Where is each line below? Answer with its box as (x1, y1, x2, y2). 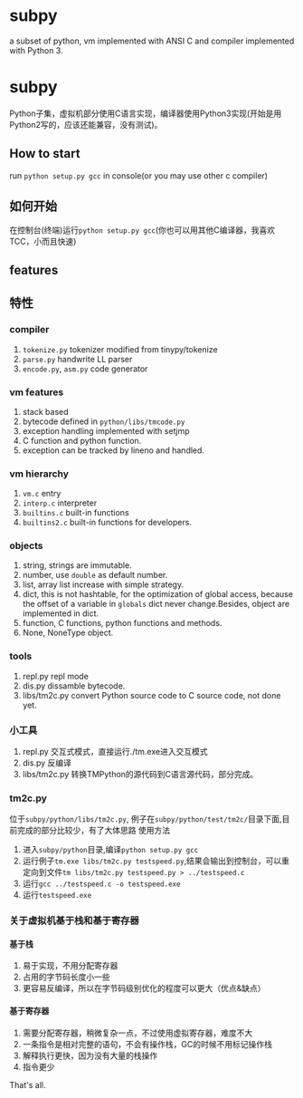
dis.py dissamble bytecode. (22, 680, 126, 691)
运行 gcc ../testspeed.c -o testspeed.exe (22, 878, 181, 889)
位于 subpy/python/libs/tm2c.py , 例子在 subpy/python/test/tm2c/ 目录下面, (9, 814, 282, 824)
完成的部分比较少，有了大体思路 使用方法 (16, 825, 170, 836)
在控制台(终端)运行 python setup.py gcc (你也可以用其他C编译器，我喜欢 (9, 224, 276, 236)
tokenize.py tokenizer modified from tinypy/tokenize (22, 343, 219, 354)
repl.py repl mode (22, 670, 89, 681)
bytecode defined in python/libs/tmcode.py (22, 416, 185, 427)
